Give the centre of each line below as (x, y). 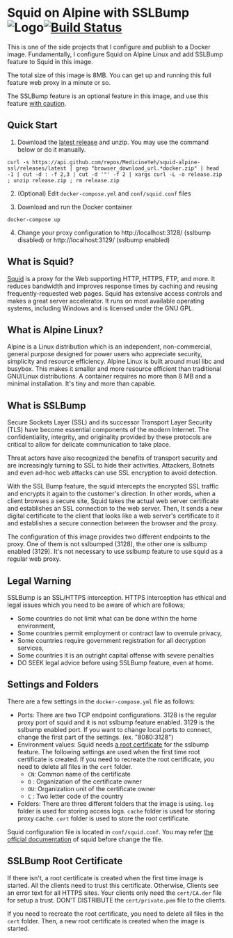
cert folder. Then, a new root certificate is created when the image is (106, 921)
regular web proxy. (34, 559)
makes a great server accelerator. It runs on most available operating (106, 301)
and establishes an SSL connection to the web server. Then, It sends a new (115, 509)
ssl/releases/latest (37, 168)
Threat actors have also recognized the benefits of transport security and (112, 458)
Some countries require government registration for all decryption (112, 641)
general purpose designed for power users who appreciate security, (105, 354)
